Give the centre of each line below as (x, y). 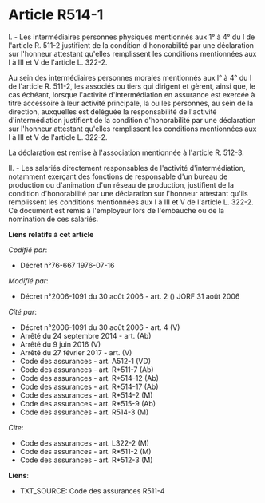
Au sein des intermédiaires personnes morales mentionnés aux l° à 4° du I (130, 77)
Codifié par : (28, 250)
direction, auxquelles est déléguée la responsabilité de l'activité (113, 111)
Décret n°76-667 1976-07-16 (67, 265)
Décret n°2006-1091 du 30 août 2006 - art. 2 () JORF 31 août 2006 (130, 296)
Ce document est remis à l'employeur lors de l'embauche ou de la (117, 210)
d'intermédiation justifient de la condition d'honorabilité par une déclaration (132, 120)
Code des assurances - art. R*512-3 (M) (86, 460)
